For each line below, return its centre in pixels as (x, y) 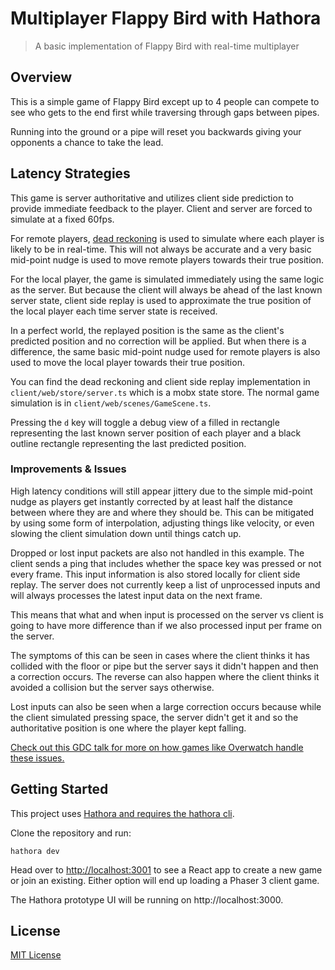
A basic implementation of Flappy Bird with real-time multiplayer (167, 46)
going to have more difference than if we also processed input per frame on (166, 625)
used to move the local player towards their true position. (127, 362)
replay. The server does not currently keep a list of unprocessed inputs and (165, 584)
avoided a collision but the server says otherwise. (112, 687)
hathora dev (35, 851)
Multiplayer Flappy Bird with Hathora (166, 18)
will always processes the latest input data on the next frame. (136, 595)
